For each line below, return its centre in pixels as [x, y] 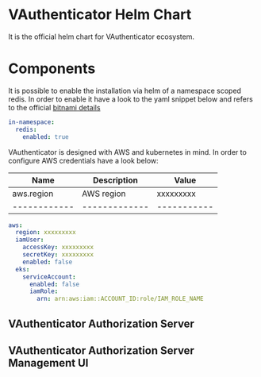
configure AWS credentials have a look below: [83, 160]
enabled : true [46, 137]
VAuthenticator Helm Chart [100, 15]
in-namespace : [32, 122]
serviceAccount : [50, 277]
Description [115, 180]
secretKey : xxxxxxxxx [58, 255]
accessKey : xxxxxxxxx [58, 248]
